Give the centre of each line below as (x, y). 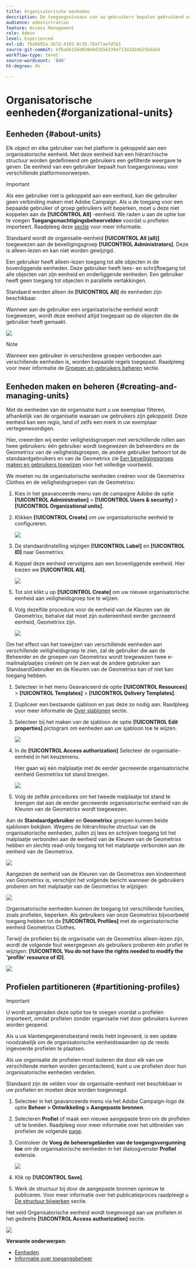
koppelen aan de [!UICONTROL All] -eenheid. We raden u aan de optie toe (96, 214)
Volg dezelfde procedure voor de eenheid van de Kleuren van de (92, 610)
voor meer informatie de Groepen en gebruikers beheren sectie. (83, 368)
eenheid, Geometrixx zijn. (45, 622)
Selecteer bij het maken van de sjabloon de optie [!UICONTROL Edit (96, 722)
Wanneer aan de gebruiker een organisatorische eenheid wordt (82, 310)
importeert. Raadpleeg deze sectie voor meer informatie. (74, 227)
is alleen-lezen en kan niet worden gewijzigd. (60, 251)
